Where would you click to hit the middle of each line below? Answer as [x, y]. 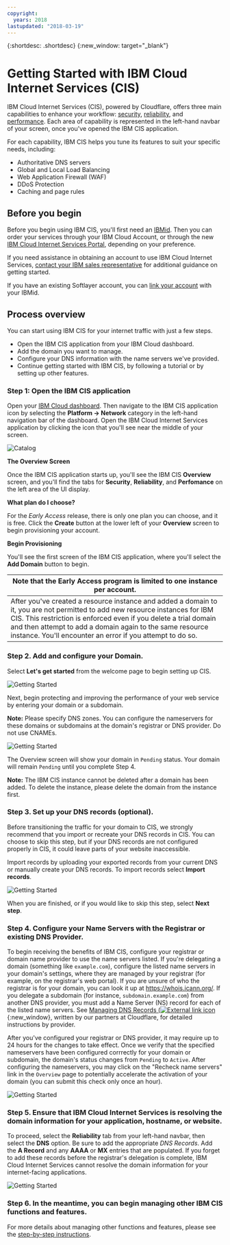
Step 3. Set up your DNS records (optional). [80, 812]
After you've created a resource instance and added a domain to [114, 602]
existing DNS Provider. [46, 937]
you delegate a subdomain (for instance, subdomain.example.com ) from [105, 996]
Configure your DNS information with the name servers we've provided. [118, 358]
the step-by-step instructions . [49, 1234]
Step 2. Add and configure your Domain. [75, 656]
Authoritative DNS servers [54, 162]
